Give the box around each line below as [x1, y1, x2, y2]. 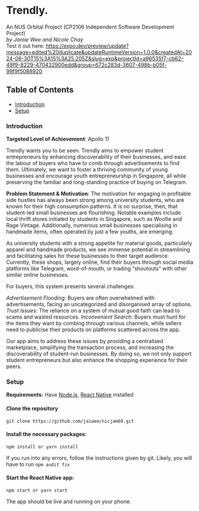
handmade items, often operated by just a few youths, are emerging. [6, 228, 174, 235]
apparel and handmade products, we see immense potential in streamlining [6, 246, 190, 253]
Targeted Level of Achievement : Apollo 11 [6, 135, 110, 143]
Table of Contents [6, 85, 74, 95]
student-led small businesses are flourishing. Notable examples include [6, 209, 181, 216]
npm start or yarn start [6, 487, 68, 493]
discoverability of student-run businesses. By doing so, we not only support [6, 350, 192, 357]
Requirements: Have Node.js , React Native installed [6, 391, 134, 398]
